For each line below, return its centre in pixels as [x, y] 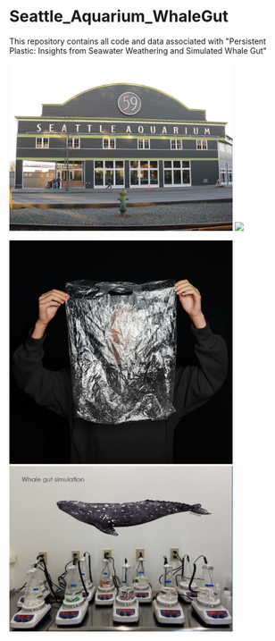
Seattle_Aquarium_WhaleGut [119, 17]
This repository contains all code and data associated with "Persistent [137, 41]
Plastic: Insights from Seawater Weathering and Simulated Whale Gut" [138, 50]
